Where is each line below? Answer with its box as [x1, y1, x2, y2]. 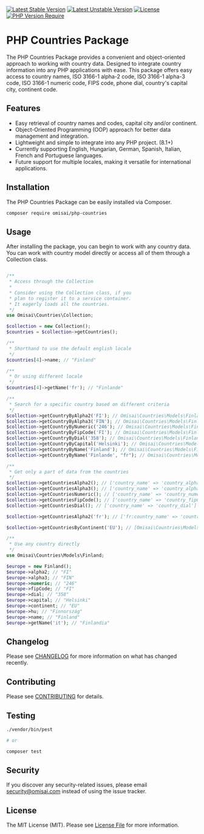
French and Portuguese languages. [15, 152, 103, 159]
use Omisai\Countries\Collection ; [6, 313, 94, 319]
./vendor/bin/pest [6, 726, 53, 733]
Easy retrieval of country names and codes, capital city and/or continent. [15, 119, 198, 127]
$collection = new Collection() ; [6, 324, 91, 330]
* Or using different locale [8, 373, 83, 379]
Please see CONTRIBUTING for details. [6, 693, 104, 700]
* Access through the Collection [8, 279, 94, 285]
